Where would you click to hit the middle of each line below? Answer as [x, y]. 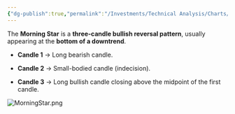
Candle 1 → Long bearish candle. [65, 55]
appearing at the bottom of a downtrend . [67, 41]
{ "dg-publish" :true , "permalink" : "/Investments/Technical [92, 14]
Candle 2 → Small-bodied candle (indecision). [84, 68]
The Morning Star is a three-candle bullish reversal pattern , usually [106, 34]
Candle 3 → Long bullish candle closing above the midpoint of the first [119, 82]
